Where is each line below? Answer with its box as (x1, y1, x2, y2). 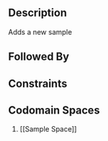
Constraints (8, 76, 68, 90)
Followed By (8, 50, 69, 64)
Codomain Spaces (8, 103, 100, 117)
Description (8, 6, 67, 20)
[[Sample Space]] (19, 124, 77, 134)
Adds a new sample (8, 27, 73, 36)
